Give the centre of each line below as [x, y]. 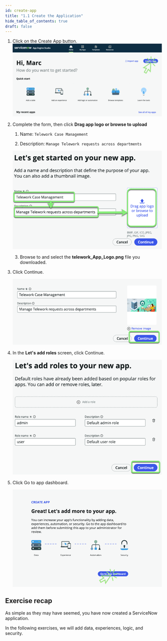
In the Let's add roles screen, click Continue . [58, 352]
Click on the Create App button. [45, 41]
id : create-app [21, 10]
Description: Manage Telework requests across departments [81, 144]
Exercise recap [29, 601]
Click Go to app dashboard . [40, 482]
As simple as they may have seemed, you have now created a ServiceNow [81, 613]
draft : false [19, 26]
